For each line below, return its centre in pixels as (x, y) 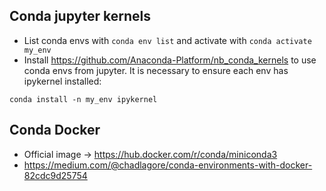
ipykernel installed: (62, 81)
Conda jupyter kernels (80, 16)
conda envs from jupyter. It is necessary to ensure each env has (156, 70)
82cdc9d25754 (55, 175)
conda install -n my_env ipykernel (83, 99)
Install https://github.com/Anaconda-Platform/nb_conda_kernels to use (170, 60)
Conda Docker (55, 130)
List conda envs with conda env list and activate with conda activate (167, 40)
